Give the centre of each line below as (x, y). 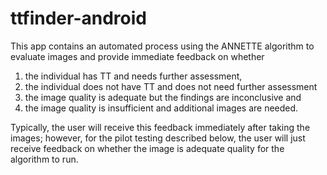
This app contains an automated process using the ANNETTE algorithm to (162, 46)
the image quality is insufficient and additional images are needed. (161, 108)
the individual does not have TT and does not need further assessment (171, 86)
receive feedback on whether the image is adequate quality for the (147, 148)
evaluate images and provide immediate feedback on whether (137, 56)
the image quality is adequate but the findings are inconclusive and (163, 97)
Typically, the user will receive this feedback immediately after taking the (160, 127)
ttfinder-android (78, 18)
